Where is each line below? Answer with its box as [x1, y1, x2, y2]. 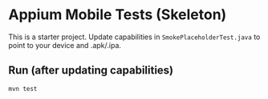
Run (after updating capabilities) [8, 64, 174, 77]
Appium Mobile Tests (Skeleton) [8, 6, 227, 24]
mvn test [8, 85, 38, 93]
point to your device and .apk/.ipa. [8, 40, 122, 49]
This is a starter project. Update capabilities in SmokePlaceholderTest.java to [8, 32, 261, 42]
